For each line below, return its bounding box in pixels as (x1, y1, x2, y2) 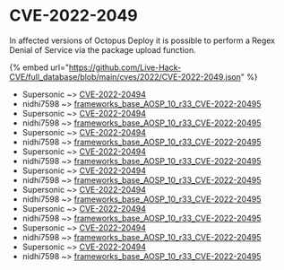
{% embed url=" (9, 62, 70, 73)
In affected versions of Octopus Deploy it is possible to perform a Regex (9, 35, 276, 46)
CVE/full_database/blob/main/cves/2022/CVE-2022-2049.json (9, 71, 242, 82)
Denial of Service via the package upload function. (9, 44, 196, 55)
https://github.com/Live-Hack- (68, 62, 182, 73)
